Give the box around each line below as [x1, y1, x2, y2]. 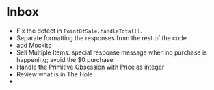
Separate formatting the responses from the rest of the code [16, 33, 187, 42]
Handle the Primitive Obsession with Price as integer [16, 63, 165, 71]
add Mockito [16, 41, 52, 49]
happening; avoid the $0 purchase [16, 55, 113, 63]
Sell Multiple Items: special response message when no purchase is [16, 48, 208, 57]
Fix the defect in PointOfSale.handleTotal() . [16, 27, 142, 35]
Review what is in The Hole [16, 70, 93, 78]
